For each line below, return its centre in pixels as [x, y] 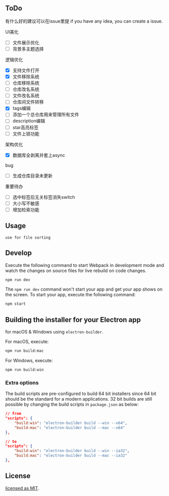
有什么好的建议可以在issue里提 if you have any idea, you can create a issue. [84, 21]
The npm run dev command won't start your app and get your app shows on [84, 289]
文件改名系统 [26, 96]
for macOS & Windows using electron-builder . [54, 332]
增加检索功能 [26, 209]
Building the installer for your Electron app [73, 320]
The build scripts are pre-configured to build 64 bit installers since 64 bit [81, 394]
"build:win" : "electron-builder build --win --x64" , [71, 423]
